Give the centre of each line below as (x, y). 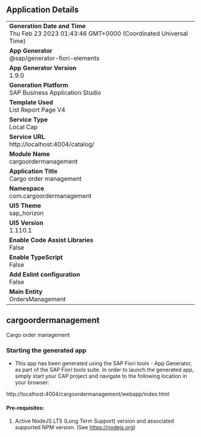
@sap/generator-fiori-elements (54, 58)
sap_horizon (26, 213)
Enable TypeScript (36, 257)
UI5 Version (26, 223)
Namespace (27, 188)
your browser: (32, 382)
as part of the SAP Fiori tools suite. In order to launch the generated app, (104, 369)
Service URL (27, 136)
